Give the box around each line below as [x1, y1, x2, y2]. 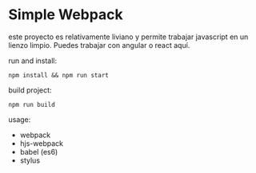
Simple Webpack [8, 6, 123, 24]
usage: [8, 114, 31, 124]
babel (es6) [19, 147, 58, 156]
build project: [8, 85, 52, 95]
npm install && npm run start [8, 71, 110, 79]
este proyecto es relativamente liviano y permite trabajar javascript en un [8, 32, 249, 41]
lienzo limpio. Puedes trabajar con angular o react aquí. [8, 40, 190, 49]
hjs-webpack [19, 138, 64, 148]
